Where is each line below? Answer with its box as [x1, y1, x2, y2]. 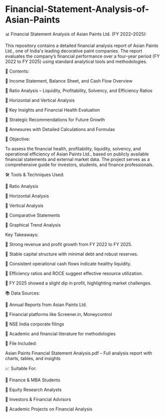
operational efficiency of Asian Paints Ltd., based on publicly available [5, 151, 149, 157]
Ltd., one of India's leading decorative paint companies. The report [5, 47, 143, 53]
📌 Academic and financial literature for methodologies [5, 330, 116, 336]
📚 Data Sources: [5, 290, 40, 296]
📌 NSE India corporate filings [5, 321, 64, 327]
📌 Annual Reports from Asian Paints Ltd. [5, 301, 87, 307]
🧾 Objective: [5, 136, 30, 142]
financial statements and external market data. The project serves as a [5, 156, 150, 162]
